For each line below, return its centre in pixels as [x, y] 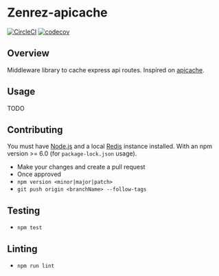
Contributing [35, 130]
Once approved [39, 174]
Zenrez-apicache [57, 13]
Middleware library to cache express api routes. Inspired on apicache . [106, 70]
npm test [30, 228]
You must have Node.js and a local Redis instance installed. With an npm [110, 147]
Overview [28, 53]
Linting [22, 249]
